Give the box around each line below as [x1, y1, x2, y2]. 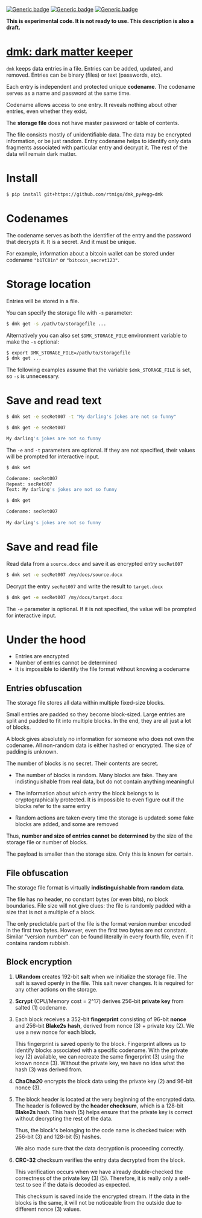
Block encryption [6, 957, 72, 967]
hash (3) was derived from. [14, 1066, 83, 1073]
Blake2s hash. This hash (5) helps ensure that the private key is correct [14, 1108, 193, 1115]
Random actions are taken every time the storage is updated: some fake [14, 814, 194, 821]
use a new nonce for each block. [14, 1028, 96, 1036]
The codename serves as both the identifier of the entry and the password [6, 231, 192, 239]
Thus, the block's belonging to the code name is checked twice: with [14, 1126, 186, 1133]
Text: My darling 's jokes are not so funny [6, 487, 118, 493]
